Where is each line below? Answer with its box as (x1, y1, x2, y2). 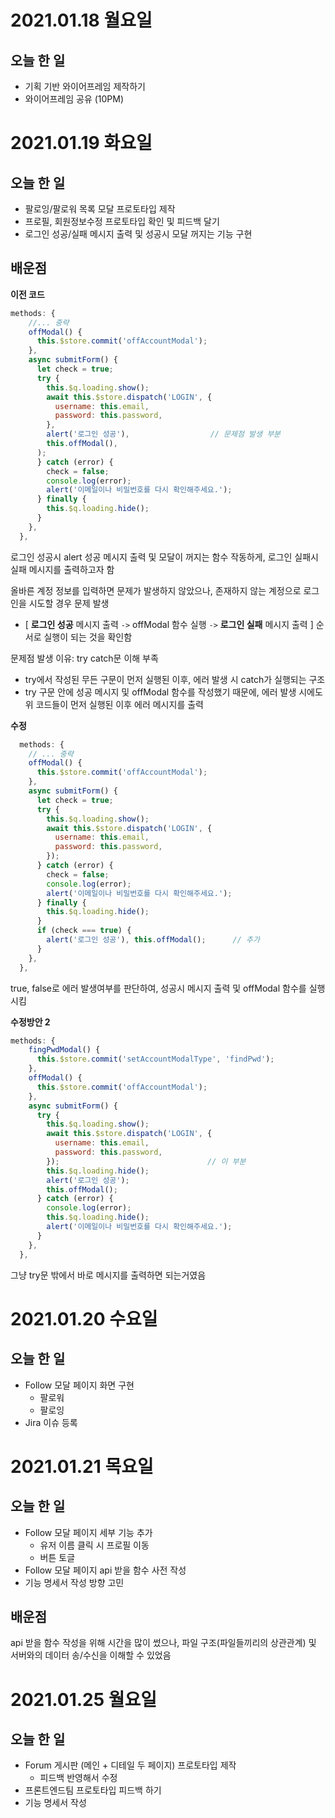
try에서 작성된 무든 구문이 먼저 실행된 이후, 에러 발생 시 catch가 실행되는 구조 (24, 673, 326, 685)
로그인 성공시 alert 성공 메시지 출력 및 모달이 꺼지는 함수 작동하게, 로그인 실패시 (10, 551, 319, 563)
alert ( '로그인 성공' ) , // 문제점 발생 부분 (46, 429, 282, 440)
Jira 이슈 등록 (24, 1416, 78, 1428)
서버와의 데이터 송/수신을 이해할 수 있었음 (10, 1649, 172, 1661)
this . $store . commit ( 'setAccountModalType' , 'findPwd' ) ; (36, 1054, 275, 1065)
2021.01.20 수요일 (10, 1307, 158, 1330)
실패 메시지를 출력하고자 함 (10, 563, 115, 575)
